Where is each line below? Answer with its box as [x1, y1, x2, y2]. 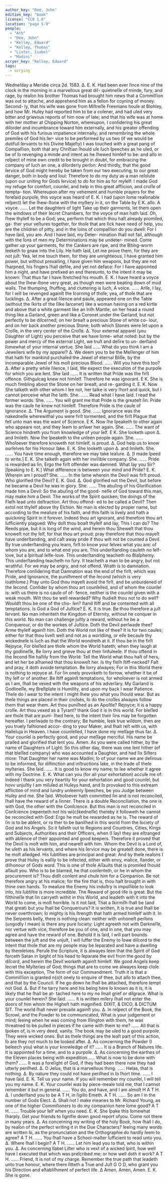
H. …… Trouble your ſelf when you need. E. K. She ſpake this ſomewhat [5, 1108, 150, 1114]
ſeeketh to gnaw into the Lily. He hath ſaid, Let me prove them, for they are [5, 247, 158, 253]
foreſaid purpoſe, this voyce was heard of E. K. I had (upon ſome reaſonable [5, 194, 159, 200]
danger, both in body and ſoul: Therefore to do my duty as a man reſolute [5, 173, 155, 179]
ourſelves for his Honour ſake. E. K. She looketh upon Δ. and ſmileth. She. [5, 446, 155, 451]
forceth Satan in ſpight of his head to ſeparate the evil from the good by [5, 953, 152, 959]
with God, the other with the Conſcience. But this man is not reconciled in [5, 803, 156, 809]
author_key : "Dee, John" [5, 7, 57, 13]
